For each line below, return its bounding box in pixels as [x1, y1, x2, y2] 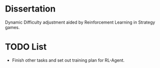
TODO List [5, 41, 47, 53]
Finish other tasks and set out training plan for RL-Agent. [12, 57, 125, 63]
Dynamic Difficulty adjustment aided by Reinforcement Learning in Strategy [5, 19, 156, 25]
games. [5, 24, 20, 30]
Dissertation [5, 3, 56, 14]
